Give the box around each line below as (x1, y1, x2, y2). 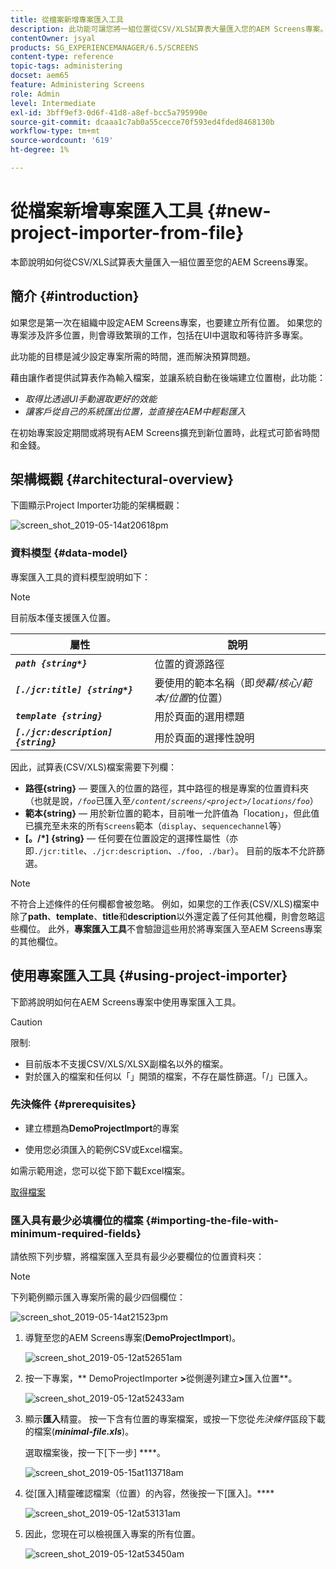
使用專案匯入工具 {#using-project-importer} (10, 967, 288, 985)
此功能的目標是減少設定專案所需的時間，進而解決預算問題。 (10, 350, 256, 362)
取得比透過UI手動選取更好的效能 (24, 392, 157, 405)
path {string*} (15, 657, 88, 669)
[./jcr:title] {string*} (15, 684, 134, 695)
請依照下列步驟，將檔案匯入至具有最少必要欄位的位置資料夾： (10, 1251, 265, 1263)
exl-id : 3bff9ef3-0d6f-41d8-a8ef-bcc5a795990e (10, 107, 208, 118)
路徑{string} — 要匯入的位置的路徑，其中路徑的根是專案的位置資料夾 (24, 782, 309, 794)
